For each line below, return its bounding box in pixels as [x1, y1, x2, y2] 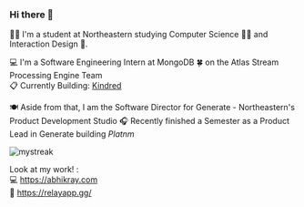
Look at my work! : [9, 164, 79, 175]
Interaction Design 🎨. [9, 38, 88, 49]
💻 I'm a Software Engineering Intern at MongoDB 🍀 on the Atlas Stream [9, 57, 279, 67]
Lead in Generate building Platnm [9, 129, 135, 140]
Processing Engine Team [9, 70, 103, 81]
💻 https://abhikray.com [9, 174, 98, 185]
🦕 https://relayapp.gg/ [9, 187, 92, 199]
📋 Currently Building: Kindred [9, 80, 122, 91]
